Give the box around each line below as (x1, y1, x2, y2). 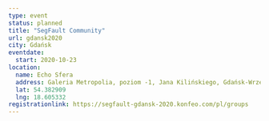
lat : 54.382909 (15, 85, 66, 94)
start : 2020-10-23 (15, 57, 78, 64)
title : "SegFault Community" (8, 26, 106, 34)
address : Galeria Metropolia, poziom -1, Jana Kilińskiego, (15, 78, 220, 86)
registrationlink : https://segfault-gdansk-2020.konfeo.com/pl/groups (8, 100, 249, 108)
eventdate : (8, 49, 45, 57)
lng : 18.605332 (15, 93, 66, 101)
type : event (8, 11, 48, 20)
